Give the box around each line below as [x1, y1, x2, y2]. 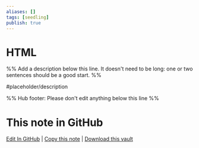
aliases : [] [6, 8, 36, 15]
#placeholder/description [6, 83, 68, 90]
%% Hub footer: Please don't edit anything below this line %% [6, 95, 159, 102]
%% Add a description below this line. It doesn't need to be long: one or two [6, 65, 193, 72]
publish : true [6, 20, 42, 26]
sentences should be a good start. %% [6, 72, 102, 79]
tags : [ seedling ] [6, 14, 49, 20]
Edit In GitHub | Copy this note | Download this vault [6, 135, 134, 143]
